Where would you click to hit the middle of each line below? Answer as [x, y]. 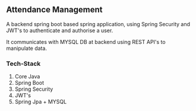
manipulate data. [27, 48]
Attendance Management [54, 10]
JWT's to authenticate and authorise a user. [60, 30]
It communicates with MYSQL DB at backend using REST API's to [86, 42]
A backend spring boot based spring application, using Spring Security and [98, 24]
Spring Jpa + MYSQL [41, 102]
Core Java [27, 77]
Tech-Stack [23, 64]
